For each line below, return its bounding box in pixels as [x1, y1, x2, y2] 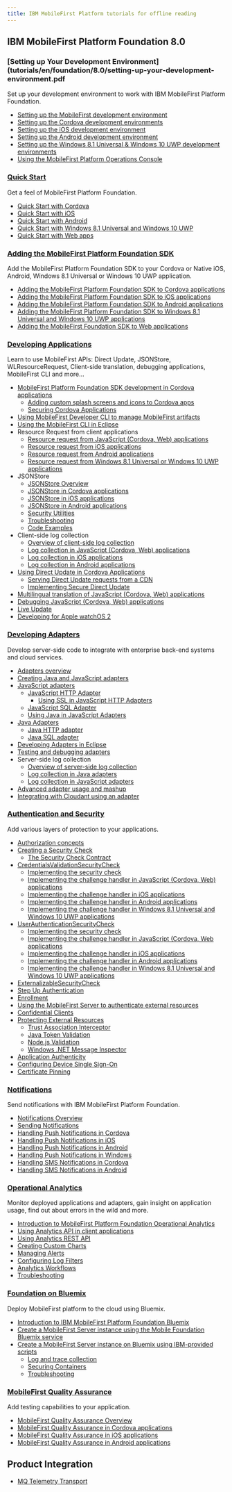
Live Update [17, 605, 52, 614]
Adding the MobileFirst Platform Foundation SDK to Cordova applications [17, 285, 226, 293]
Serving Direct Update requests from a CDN [27, 575, 154, 584]
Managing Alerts [17, 1249, 64, 1258]
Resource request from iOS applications [27, 443, 142, 451]
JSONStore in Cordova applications [27, 487, 130, 495]
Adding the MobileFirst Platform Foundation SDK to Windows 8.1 [17, 307, 201, 315]
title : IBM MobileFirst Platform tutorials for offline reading [7, 10, 197, 17]
